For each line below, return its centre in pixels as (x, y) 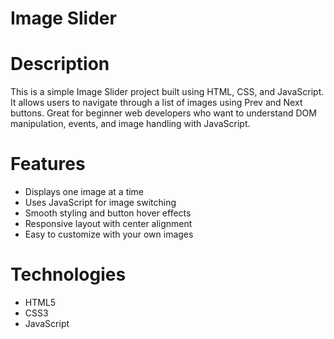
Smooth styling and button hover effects (108, 213)
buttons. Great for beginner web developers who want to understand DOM (163, 113)
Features (48, 164)
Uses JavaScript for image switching (100, 203)
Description (60, 64)
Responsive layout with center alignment (108, 224)
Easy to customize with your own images (109, 234)
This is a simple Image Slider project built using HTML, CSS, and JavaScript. (167, 92)
